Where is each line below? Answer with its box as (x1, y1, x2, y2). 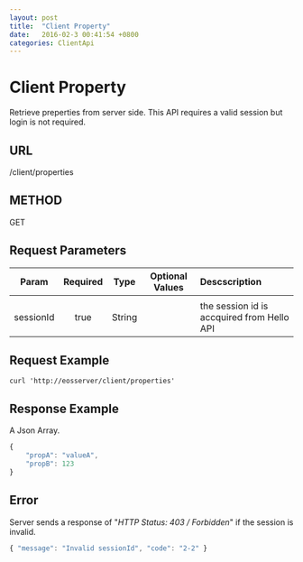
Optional (150, 270, 188, 282)
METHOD (9, 193, 63, 208)
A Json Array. (9, 425, 60, 436)
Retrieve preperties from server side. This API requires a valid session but (9, 107, 283, 118)
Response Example (9, 401, 119, 416)
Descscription (199, 275, 262, 288)
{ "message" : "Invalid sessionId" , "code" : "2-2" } (9, 543, 207, 553)
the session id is (199, 299, 269, 312)
